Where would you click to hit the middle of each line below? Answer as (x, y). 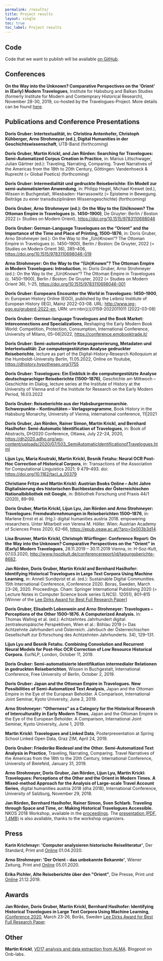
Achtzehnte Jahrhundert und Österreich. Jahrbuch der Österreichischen (77, 629)
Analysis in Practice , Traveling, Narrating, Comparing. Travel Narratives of (80, 753)
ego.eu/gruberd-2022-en (30, 309)
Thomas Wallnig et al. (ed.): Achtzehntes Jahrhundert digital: (66, 619)
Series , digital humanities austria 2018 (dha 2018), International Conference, (81, 788)
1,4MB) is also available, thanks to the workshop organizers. (65, 818)
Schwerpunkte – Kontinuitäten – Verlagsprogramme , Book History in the (79, 409)
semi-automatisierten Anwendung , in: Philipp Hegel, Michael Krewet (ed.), (81, 189)
